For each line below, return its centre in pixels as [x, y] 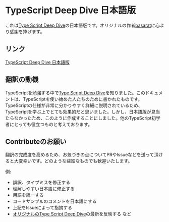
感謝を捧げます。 [27, 31]
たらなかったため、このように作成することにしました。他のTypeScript [78, 118]
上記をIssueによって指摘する [42, 208]
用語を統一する [28, 195]
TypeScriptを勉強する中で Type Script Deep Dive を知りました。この [75, 93]
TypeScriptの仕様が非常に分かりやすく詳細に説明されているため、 [74, 105]
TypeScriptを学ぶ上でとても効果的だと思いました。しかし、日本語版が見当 [83, 112]
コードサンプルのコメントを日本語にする [54, 201]
